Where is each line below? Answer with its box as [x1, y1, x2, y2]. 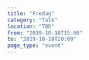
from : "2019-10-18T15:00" [7, 29, 83, 37]
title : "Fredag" [7, 10, 55, 17]
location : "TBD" [7, 23, 55, 30]
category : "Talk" [7, 17, 58, 23]
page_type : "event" [7, 42, 64, 49]
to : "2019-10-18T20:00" [7, 36, 77, 43]
